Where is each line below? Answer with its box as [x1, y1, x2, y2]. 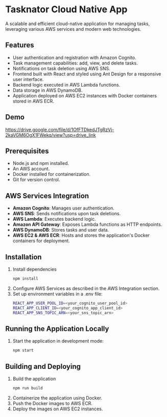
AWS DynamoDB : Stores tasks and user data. [12, 227, 109, 233]
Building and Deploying [5, 362, 81, 371]
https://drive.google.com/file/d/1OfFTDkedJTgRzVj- [5, 127, 114, 133]
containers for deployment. [12, 238, 70, 244]
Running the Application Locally [5, 324, 109, 333]
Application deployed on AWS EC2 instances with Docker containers [12, 92, 157, 98]
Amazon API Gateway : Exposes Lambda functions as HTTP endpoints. [12, 221, 162, 227]
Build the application [12, 376, 56, 382]
